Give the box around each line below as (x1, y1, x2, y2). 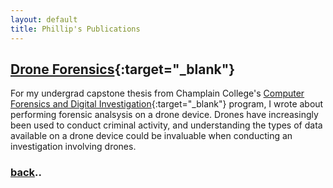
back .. (10, 166, 43, 180)
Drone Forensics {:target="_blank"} (10, 61, 236, 78)
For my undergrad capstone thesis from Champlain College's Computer (10, 87, 305, 100)
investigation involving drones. (10, 141, 137, 153)
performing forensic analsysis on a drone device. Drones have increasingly (10, 109, 319, 121)
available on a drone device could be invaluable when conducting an (10, 130, 293, 142)
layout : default (10, 14, 78, 25)
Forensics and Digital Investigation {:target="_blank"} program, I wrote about (10, 98, 324, 110)
